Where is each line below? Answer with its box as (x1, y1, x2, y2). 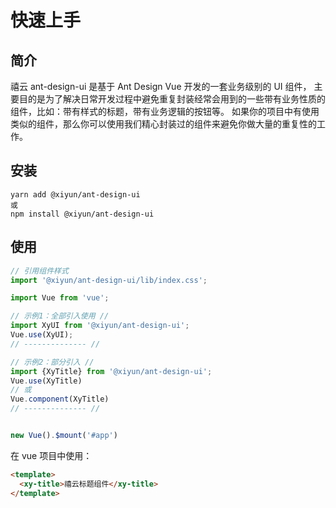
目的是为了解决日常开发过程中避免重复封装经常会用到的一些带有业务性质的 (18, 93, 326, 105)
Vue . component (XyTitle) (10, 394, 110, 405)
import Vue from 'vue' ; (10, 293, 110, 303)
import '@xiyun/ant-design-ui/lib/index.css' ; (10, 275, 208, 285)
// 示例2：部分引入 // (10, 357, 95, 367)
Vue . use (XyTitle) (10, 376, 83, 386)
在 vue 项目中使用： (10, 449, 93, 461)
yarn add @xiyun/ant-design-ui (10, 189, 141, 200)
